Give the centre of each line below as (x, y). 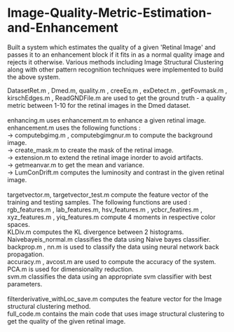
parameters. (25, 284)
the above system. (34, 77)
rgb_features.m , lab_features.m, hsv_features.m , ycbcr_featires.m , (105, 209)
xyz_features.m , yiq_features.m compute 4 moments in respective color (111, 217)
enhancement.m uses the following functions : (74, 127)
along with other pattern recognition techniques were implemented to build (115, 69)
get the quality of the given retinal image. (67, 321)
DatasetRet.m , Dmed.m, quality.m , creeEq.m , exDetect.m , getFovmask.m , (117, 90)
